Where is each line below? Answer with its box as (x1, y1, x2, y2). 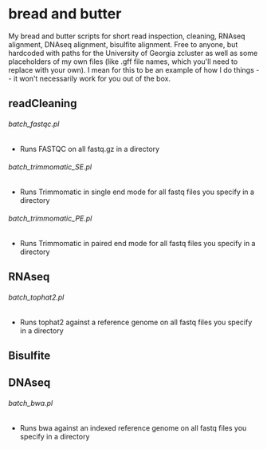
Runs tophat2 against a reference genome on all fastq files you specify (19, 317, 253, 327)
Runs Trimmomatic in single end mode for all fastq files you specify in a (19, 187, 255, 197)
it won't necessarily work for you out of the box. (13, 74, 171, 83)
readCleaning (8, 97, 77, 110)
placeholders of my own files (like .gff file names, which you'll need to (8, 57, 238, 66)
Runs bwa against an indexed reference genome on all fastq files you (19, 423, 247, 432)
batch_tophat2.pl (8, 292, 65, 302)
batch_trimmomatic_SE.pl (8, 162, 92, 172)
